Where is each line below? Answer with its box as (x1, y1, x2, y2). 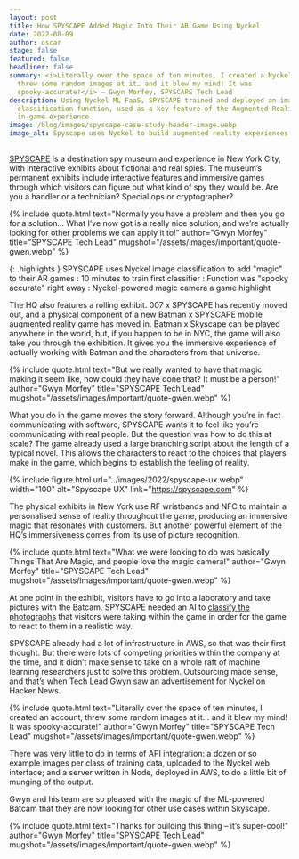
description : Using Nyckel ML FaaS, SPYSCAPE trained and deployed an (9, 95, 277, 105)
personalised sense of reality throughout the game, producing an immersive (9, 510, 287, 521)
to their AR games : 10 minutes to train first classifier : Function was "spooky (9, 272, 289, 283)
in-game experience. (17, 112, 93, 121)
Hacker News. (9, 685, 61, 695)
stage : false (9, 46, 58, 55)
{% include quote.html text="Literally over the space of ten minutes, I (9, 702, 263, 713)
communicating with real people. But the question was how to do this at (9, 428, 272, 439)
